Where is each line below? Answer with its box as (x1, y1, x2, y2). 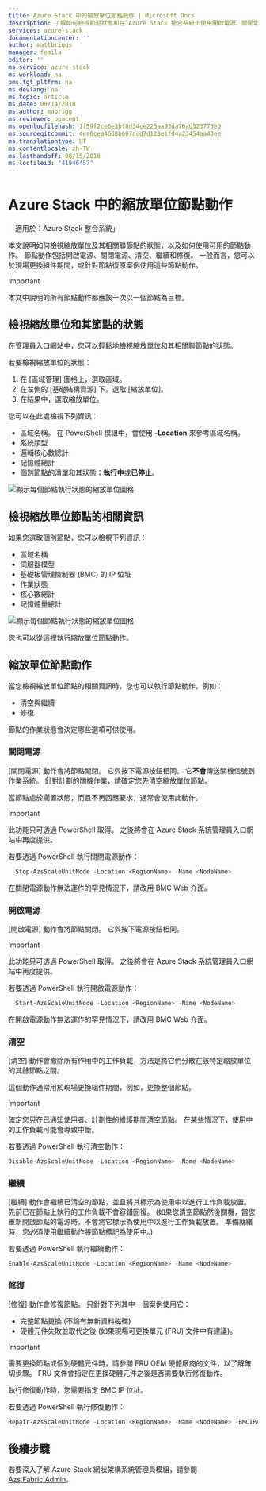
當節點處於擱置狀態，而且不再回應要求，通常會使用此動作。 (8, 792, 203, 802)
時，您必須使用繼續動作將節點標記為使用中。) (8, 1227, 154, 1237)
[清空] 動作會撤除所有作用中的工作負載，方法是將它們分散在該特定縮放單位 (8, 1056, 252, 1065)
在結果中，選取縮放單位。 (19, 394, 104, 403)
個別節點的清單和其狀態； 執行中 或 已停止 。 (19, 468, 159, 477)
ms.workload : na (8, 71, 62, 79)
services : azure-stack (8, 26, 83, 34)
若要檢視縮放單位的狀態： (8, 357, 92, 367)
